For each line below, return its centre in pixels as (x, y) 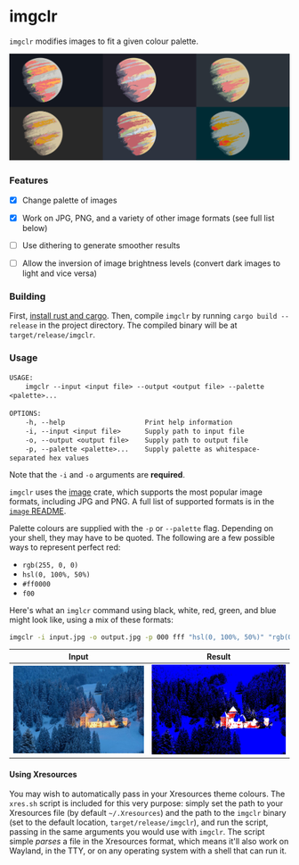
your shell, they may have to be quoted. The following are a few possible (142, 537)
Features (29, 180)
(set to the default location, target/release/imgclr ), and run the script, (139, 822)
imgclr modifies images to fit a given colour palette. (104, 41)
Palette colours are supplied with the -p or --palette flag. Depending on (141, 528)
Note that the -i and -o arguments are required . (97, 474)
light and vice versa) (60, 273)
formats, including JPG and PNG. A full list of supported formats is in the (142, 501)
